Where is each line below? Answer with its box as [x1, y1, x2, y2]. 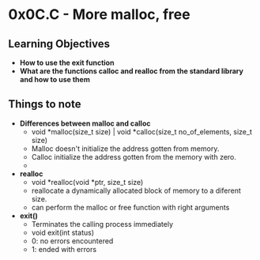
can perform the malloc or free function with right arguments [31, 202, 230, 212]
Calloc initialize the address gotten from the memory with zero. [31, 152, 237, 161]
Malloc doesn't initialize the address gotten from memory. [31, 144, 220, 153]
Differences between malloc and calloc [19, 119, 151, 128]
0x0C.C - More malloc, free [8, 6, 191, 24]
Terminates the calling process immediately [31, 219, 174, 228]
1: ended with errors [31, 244, 97, 254]
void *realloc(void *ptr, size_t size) [31, 177, 144, 187]
